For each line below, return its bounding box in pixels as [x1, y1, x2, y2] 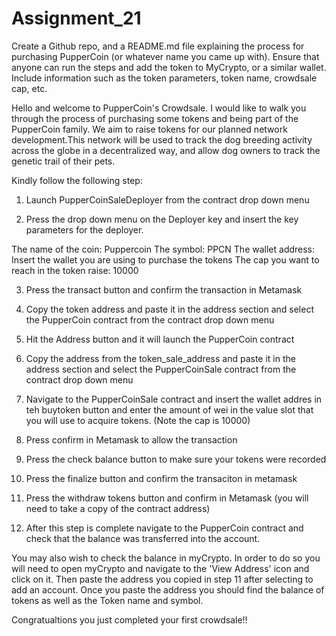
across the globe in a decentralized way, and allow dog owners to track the [11, 144, 321, 156]
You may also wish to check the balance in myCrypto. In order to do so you [11, 552, 321, 564]
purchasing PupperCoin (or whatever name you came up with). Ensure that [11, 50, 320, 62]
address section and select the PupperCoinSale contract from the [25, 363, 297, 375]
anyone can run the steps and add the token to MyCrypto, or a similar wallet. [11, 61, 327, 73]
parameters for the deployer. [25, 223, 144, 236]
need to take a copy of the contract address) [25, 502, 211, 514]
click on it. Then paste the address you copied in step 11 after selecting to [11, 573, 314, 585]
